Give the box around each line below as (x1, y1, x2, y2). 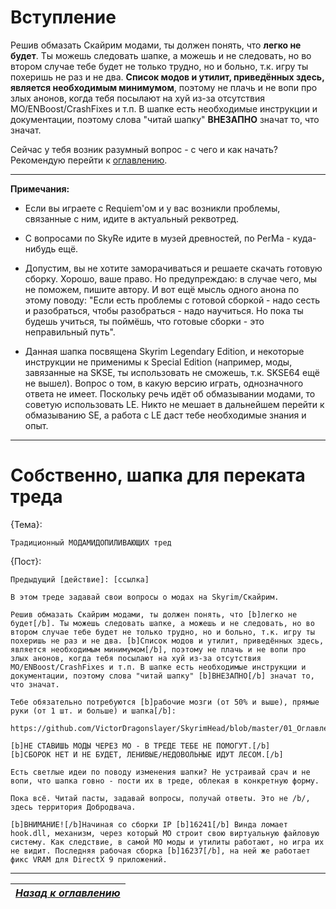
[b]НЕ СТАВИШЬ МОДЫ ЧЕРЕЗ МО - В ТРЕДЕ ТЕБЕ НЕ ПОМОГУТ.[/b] (10, 741, 271, 751)
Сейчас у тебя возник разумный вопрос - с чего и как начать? (10, 143, 278, 155)
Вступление (10, 6, 117, 29)
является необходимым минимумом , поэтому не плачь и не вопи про (10, 81, 318, 93)
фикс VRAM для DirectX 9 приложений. (10, 854, 168, 865)
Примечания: (10, 182, 70, 195)
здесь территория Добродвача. (10, 802, 137, 812)
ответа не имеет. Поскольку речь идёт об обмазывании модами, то (24, 387, 316, 400)
